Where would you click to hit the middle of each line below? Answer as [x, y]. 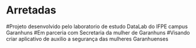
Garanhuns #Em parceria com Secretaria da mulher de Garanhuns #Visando [98, 32]
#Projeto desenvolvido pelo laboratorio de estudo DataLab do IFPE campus [97, 26]
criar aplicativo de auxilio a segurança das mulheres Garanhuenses [87, 39]
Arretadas [31, 10]
